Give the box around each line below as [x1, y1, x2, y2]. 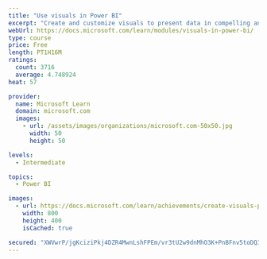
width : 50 [29, 129, 62, 137]
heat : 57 [8, 78, 37, 86]
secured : [8, 238, 37, 246]
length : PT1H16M [8, 48, 62, 56]
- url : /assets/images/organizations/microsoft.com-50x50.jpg [22, 122, 233, 130]
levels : [8, 151, 34, 159]
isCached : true [22, 224, 73, 232]
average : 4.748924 [15, 71, 77, 79]
